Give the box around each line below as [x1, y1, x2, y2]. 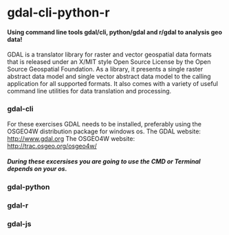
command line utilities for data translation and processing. [7, 87, 172, 96]
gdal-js [7, 219, 32, 228]
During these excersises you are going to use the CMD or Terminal [7, 157, 201, 166]
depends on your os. [7, 165, 67, 173]
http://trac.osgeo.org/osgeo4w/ [7, 142, 98, 150]
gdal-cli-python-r [7, 5, 110, 21]
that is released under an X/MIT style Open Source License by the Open [7, 58, 211, 66]
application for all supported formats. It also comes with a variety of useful [7, 80, 219, 88]
